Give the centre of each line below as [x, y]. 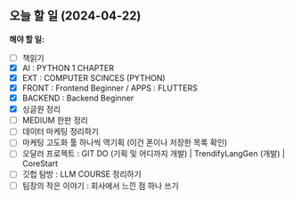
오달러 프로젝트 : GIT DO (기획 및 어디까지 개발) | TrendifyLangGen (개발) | [154, 154]
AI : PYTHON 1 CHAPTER [68, 68]
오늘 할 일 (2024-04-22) [75, 16]
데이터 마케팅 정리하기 [61, 131]
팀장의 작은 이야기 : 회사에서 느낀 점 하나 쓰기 [101, 186]
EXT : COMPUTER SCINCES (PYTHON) [94, 77]
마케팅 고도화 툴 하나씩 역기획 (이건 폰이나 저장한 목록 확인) [125, 143]
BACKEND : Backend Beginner [78, 98]
